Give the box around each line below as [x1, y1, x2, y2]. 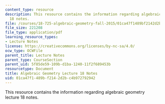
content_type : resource [5, 7, 54, 12]
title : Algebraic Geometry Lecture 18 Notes [5, 71, 98, 76]
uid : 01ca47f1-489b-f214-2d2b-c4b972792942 [5, 76, 96, 80]
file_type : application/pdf [5, 30, 63, 35]
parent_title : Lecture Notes [5, 52, 65, 58]
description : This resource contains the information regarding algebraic [5, 12, 162, 17]
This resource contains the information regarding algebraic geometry [5, 89, 145, 95]
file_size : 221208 [5, 26, 43, 30]
